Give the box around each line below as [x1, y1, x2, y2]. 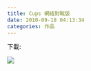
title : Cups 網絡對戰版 [7, 10, 70, 17]
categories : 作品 [7, 23, 55, 30]
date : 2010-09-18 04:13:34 [7, 17, 85, 23]
